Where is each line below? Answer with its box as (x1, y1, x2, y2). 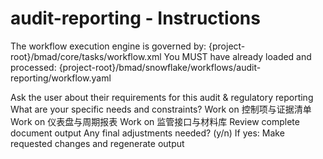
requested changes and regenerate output (10, 137, 185, 149)
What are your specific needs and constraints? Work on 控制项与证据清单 (10, 103, 312, 115)
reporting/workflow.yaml (10, 72, 112, 84)
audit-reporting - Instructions (10, 7, 261, 30)
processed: (10, 61, 57, 73)
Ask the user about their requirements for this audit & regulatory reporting (10, 91, 314, 103)
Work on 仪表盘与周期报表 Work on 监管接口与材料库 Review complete (10, 115, 300, 127)
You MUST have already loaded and (163, 50, 312, 62)
